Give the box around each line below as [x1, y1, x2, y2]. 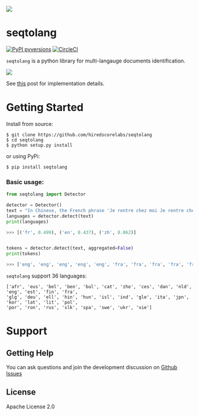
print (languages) [6, 219, 49, 225]
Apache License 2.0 [6, 403, 55, 410]
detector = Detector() [6, 202, 62, 208]
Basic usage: [6, 178, 44, 186]
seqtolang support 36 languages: [6, 272, 87, 279]
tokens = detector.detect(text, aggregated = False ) [6, 245, 134, 251]
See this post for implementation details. [6, 80, 105, 87]
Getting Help [6, 348, 54, 358]
